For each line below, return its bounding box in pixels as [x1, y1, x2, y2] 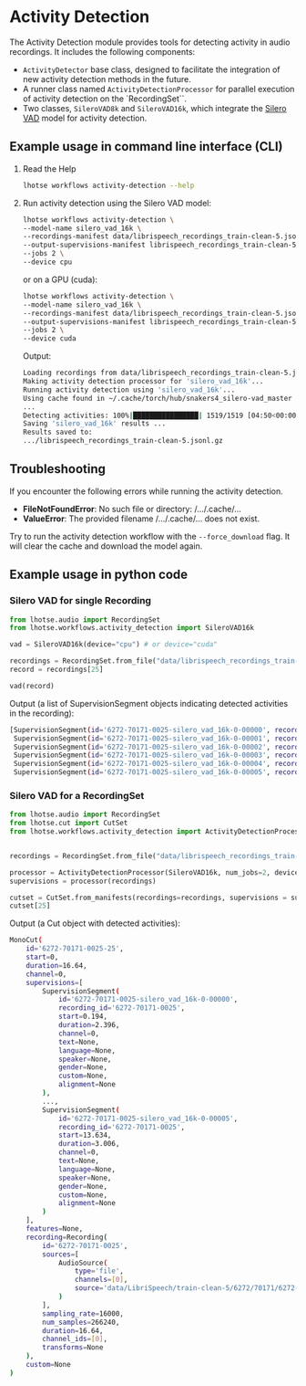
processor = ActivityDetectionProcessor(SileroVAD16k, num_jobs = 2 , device [9, 867, 300, 877]
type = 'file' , [74, 1266, 125, 1276]
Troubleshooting [9, 461, 107, 477]
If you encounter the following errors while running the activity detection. [9, 486, 284, 497]
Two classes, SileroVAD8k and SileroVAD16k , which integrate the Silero [22, 102, 287, 113]
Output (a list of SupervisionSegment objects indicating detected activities [9, 698, 289, 709]
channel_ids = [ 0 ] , [42, 1335, 107, 1344]
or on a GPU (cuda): [22, 274, 98, 285]
